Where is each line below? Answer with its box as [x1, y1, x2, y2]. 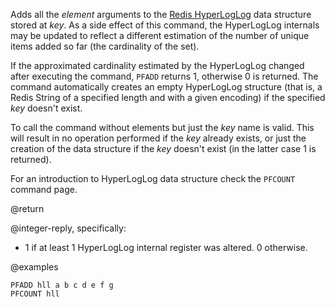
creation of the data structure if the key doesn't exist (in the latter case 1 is [10, 143, 317, 154]
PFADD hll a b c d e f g [10, 280, 114, 290]
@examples [10, 261, 59, 273]
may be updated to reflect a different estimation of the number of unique [10, 30, 310, 41]
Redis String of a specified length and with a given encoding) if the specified [10, 92, 326, 103]
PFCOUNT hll [10, 289, 60, 299]
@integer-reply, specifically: [10, 222, 127, 234]
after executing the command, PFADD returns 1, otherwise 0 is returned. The [10, 70, 319, 82]
